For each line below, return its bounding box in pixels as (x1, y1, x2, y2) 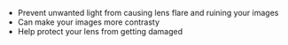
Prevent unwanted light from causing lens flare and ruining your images (17, 8, 279, 18)
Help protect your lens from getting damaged (17, 26, 183, 36)
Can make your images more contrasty (17, 17, 160, 27)
